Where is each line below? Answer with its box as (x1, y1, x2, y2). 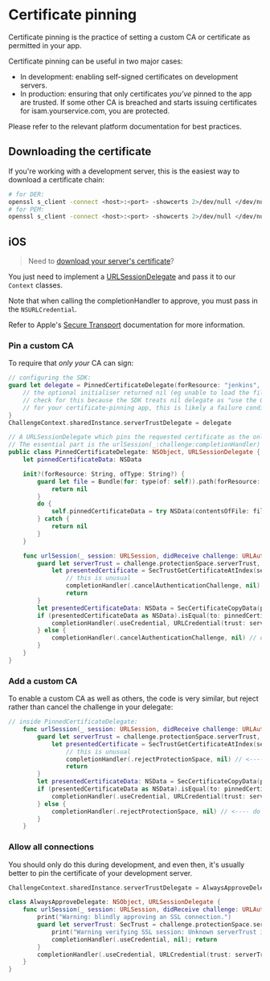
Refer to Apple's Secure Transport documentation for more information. (8, 320, 245, 330)
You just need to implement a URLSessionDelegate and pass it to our (8, 272, 235, 282)
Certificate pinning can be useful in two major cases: (8, 56, 183, 66)
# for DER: (8, 190, 45, 198)
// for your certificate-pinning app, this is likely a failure (22, 403, 243, 411)
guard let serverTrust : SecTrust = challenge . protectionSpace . (37, 921, 253, 929)
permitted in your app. (8, 40, 82, 50)
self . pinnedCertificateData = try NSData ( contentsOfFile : (51, 508, 250, 516)
